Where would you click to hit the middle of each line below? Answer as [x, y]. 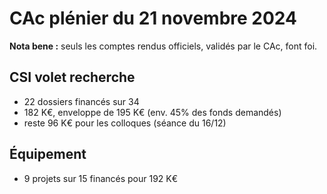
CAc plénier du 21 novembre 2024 [153, 18]
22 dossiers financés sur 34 [81, 101]
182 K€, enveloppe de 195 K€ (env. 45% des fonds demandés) [152, 112]
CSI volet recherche [72, 77]
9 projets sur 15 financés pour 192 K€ [101, 178]
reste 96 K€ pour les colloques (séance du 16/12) [125, 123]
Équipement [48, 154]
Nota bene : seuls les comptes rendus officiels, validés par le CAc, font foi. [163, 46]
